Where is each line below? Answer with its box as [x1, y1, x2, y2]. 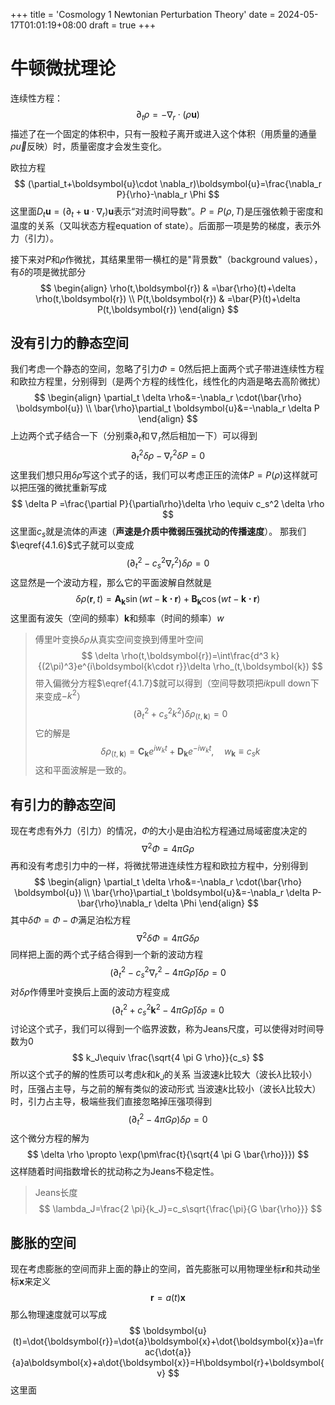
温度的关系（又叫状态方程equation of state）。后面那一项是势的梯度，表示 [10, 219, 313, 231]
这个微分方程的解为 [10, 1132, 90, 1144]
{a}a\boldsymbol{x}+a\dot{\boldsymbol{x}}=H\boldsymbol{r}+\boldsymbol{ [11, 1357, 325, 1369]
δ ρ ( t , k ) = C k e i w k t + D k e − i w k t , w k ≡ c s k [100, 743, 261, 759]
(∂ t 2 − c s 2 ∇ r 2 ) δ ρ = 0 [126, 555, 210, 571]
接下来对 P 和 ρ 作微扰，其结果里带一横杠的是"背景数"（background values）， [10, 253, 323, 265]
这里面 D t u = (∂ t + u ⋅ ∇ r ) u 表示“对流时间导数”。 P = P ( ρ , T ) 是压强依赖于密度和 [10, 205, 324, 219]
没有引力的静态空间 [10, 334, 129, 351]
